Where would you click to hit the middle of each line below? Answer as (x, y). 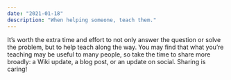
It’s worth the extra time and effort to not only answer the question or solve (114, 39)
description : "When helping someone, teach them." (82, 20)
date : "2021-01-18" (35, 13)
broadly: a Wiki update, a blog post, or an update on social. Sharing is (106, 61)
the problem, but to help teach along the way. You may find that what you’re (115, 47)
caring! (17, 69)
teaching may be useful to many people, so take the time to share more (109, 54)
